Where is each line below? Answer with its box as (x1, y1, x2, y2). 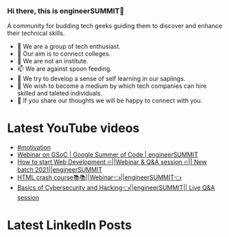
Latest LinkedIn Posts (7, 218, 132, 233)
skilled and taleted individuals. (16, 89, 103, 98)
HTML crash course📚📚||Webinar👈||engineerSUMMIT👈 (16, 173, 182, 181)
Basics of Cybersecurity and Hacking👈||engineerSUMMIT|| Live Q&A (16, 183, 215, 192)
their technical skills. (7, 29, 65, 37)
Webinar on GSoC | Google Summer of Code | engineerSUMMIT (16, 150, 199, 159)
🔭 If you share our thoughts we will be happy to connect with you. (16, 96, 203, 105)
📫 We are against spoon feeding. (16, 65, 112, 73)
